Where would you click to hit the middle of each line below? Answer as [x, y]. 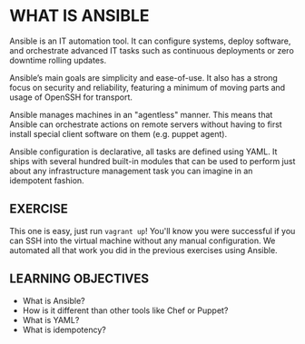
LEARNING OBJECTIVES [79, 279]
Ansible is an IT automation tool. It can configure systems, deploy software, [150, 41]
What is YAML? [51, 319]
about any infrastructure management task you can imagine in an [131, 171]
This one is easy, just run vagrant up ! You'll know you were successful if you [152, 231]
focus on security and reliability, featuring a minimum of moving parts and [148, 87]
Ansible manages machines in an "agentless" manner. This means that [141, 114]
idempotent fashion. [47, 180]
